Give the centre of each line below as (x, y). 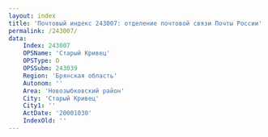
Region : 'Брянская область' (70, 76)
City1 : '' (40, 106)
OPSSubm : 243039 (51, 68)
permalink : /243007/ (43, 31)
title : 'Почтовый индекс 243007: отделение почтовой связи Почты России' (136, 23)
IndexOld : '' (45, 121)
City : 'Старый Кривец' (61, 98)
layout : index (32, 16)
